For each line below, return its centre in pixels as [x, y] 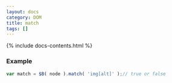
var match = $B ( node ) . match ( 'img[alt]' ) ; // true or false [86, 74]
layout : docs [23, 12]
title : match [23, 23]
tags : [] [17, 29]
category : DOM [24, 17]
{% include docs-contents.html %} [49, 46]
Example [19, 61]
